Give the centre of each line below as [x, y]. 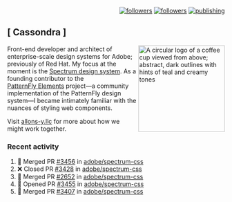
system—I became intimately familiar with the [72, 100]
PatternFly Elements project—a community [68, 86]
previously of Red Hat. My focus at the [62, 64]
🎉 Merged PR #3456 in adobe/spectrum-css [80, 162]
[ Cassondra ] [37, 32]
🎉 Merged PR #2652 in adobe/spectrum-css [80, 177]
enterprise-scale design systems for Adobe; [70, 56]
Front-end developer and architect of [60, 49]
